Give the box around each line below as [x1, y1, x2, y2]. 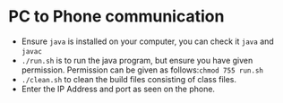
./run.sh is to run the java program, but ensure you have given [21, 55, 253, 65]
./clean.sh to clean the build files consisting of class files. [21, 73, 237, 84]
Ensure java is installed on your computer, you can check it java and [21, 36, 274, 47]
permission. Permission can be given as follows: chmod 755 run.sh [21, 64, 263, 75]
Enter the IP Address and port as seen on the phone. [21, 83, 216, 94]
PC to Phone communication [8, 6, 225, 27]
